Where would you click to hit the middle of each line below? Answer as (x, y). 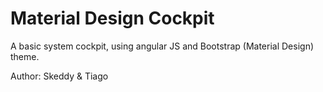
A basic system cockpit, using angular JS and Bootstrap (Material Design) (162, 46)
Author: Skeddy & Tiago (59, 76)
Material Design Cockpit (112, 18)
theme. (25, 56)
